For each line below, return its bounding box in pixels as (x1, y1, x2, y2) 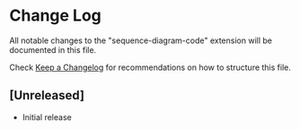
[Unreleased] (9, 88, 85, 103)
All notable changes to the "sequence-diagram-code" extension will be (9, 35, 272, 46)
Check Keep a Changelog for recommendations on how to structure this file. (9, 62, 292, 73)
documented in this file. (9, 44, 97, 55)
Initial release (22, 111, 72, 122)
